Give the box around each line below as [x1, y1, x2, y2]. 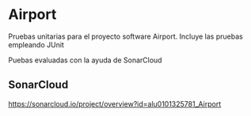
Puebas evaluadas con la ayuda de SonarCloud [8, 55, 162, 65]
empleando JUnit [8, 39, 65, 49]
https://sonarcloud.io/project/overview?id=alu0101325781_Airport [8, 99, 222, 108]
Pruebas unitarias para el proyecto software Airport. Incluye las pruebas [8, 32, 243, 41]
